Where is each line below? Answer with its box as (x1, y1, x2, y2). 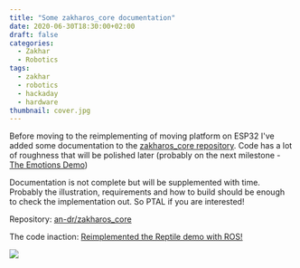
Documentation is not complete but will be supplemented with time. (9, 177, 260, 188)
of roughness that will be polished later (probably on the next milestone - (9, 150, 281, 161)
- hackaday (17, 89, 59, 98)
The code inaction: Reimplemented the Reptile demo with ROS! (9, 232, 243, 243)
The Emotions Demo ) (9, 159, 89, 170)
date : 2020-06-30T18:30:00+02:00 (9, 22, 136, 31)
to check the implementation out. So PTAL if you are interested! (9, 196, 245, 207)
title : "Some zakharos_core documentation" (9, 13, 176, 23)
